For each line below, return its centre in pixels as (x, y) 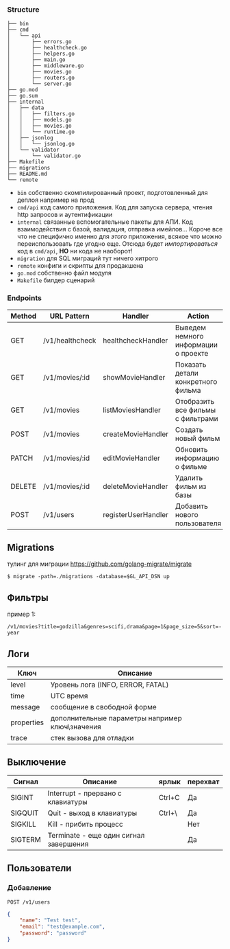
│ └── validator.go (44, 156)
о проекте (192, 353)
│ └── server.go (39, 84)
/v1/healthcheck (70, 340)
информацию (197, 458)
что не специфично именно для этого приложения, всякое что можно (119, 237)
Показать (191, 364)
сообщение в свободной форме (104, 707)
